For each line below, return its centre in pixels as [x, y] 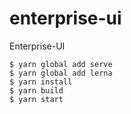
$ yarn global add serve [61, 64]
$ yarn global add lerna [61, 73]
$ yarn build [36, 90]
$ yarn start [36, 99]
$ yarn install [41, 82]
